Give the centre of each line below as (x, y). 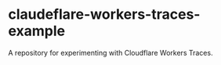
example (37, 31)
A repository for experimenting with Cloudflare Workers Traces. (110, 52)
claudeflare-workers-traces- (104, 14)
